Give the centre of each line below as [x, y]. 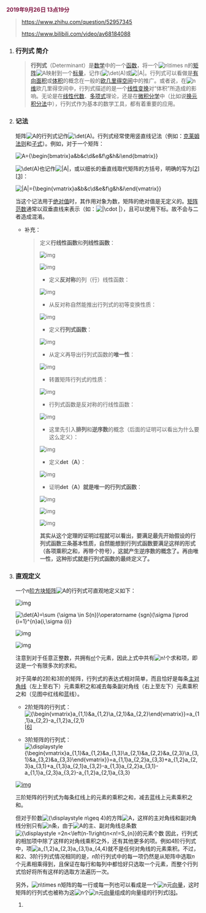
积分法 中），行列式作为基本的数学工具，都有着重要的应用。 [105, 104]
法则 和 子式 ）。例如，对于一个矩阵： [59, 143]
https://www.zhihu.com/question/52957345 [77, 22]
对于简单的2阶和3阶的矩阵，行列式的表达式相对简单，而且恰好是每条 [102, 678]
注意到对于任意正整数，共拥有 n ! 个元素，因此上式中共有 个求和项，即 [106, 657]
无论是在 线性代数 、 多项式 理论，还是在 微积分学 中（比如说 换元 [119, 96]
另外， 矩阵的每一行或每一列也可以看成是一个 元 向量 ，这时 [107, 885]
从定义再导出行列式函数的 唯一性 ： [92, 354]
